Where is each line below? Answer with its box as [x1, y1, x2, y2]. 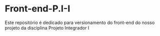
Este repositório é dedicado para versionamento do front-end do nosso [5, 19, 155, 25]
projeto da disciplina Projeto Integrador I [5, 24, 89, 30]
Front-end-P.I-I [5, 3, 71, 14]
